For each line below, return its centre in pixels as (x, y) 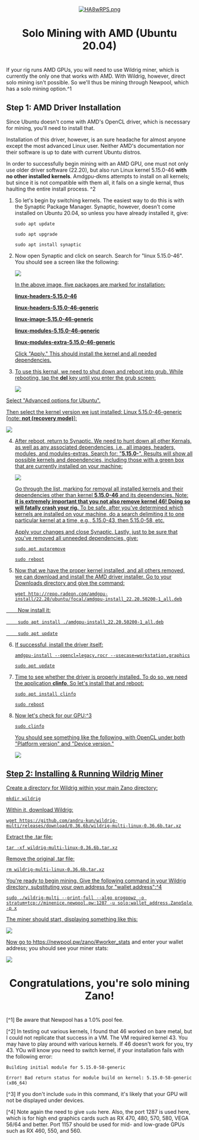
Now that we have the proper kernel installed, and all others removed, (99, 571)
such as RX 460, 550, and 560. (44, 1131)
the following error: (30, 1057)
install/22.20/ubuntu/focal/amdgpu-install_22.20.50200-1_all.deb (98, 599)
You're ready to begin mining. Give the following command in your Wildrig (96, 881)
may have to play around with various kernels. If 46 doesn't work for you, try (99, 1044)
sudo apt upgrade (36, 235)
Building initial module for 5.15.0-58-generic (66, 1068)
